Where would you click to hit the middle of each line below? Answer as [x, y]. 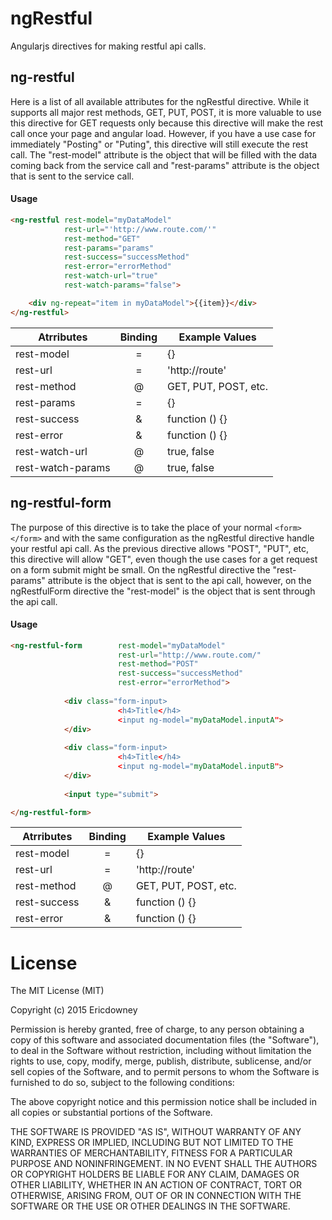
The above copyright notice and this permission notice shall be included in [163, 1102]
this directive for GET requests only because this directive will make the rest [167, 123]
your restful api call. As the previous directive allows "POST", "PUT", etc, [160, 548]
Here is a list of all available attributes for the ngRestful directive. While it [159, 101]
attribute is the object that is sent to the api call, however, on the [179, 580]
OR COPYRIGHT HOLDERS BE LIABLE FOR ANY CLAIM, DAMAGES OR [155, 1174]
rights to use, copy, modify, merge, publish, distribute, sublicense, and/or [161, 1061]
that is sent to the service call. [72, 176]
